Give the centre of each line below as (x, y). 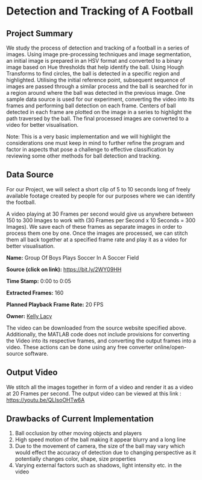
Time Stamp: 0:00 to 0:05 (39, 281)
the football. (21, 202)
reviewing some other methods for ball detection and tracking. (84, 156)
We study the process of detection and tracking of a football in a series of (98, 48)
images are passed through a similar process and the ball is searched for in (99, 86)
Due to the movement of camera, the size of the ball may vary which (100, 446)
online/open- (170, 347)
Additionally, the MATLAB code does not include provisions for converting (98, 334)
